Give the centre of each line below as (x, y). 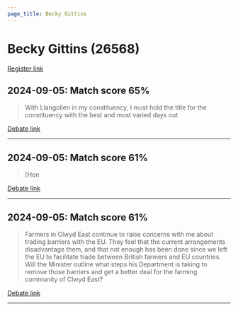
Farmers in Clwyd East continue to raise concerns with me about (119, 234)
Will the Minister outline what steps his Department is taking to (116, 264)
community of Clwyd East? (64, 279)
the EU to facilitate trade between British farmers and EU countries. (123, 257)
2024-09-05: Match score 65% (79, 90)
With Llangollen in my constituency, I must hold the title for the (116, 107)
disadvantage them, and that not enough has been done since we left (126, 249)
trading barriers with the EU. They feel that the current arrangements (125, 242)
